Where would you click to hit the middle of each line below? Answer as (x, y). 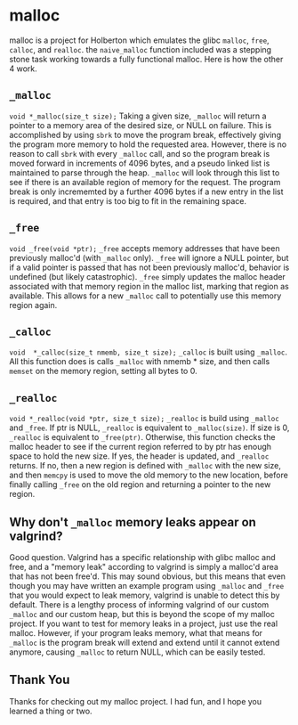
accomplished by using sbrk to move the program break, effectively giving (145, 134)
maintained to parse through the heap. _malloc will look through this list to (145, 172)
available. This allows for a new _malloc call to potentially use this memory (145, 296)
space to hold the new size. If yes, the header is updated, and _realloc (139, 456)
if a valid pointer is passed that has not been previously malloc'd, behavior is (149, 267)
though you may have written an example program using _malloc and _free (147, 586)
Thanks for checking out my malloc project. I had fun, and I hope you (136, 701)
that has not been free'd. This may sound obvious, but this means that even (148, 576)
